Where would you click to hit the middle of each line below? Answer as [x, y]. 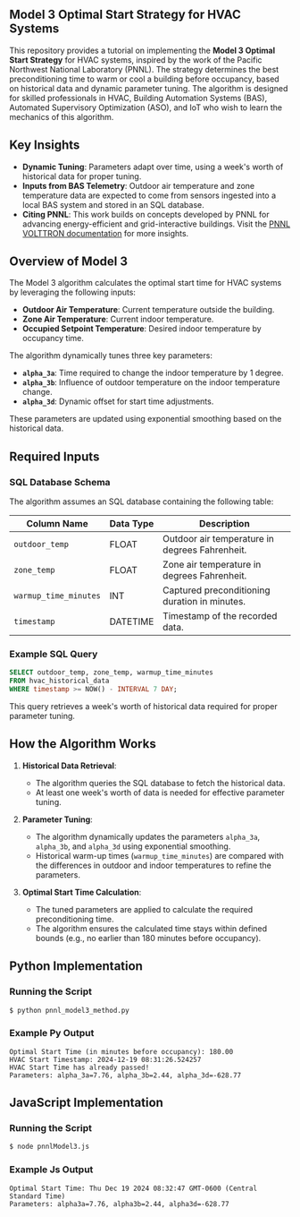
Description [225, 524]
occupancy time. [53, 339]
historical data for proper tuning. [82, 176]
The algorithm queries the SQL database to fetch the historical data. [160, 783]
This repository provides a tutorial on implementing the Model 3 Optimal [142, 50]
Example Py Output [52, 1033]
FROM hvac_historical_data [59, 681]
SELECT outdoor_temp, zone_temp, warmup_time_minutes [112, 673]
